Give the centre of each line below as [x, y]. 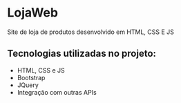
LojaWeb [33, 13]
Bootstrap [31, 77]
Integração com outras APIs [57, 92]
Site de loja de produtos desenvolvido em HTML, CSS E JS [91, 32]
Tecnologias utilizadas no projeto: [82, 54]
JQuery [28, 85]
